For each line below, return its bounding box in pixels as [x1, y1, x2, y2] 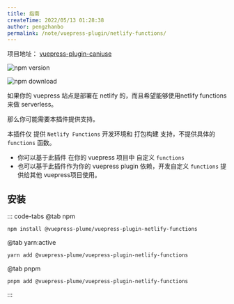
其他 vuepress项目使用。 [29, 171, 101, 179]
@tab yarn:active [7, 238, 56, 246]
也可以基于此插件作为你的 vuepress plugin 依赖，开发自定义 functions [17, 162, 219, 171]
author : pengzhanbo [7, 23, 64, 30]
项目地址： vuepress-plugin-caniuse [7, 50, 112, 58]
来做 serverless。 [7, 100, 58, 109]
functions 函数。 [7, 139, 56, 147]
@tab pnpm [7, 264, 41, 273]
